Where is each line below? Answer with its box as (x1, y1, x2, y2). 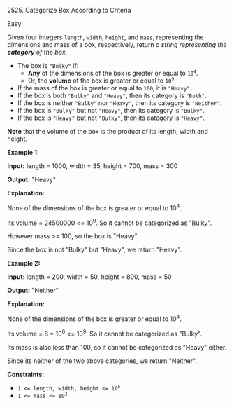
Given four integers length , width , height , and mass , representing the (7, 33, 204, 41)
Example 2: (7, 259, 41, 268)
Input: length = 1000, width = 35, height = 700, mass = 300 (7, 162, 178, 170)
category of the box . (7, 48, 68, 56)
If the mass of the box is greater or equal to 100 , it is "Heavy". (17, 84, 193, 92)
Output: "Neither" (7, 287, 59, 295)
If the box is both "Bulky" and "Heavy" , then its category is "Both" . (17, 91, 207, 99)
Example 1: (7, 149, 40, 156)
